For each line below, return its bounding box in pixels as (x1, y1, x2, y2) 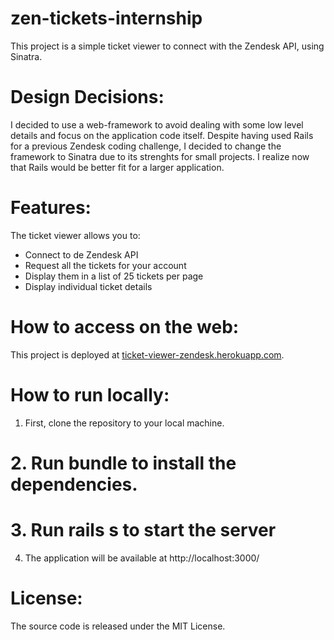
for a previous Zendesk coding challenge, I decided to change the (10, 140, 282, 152)
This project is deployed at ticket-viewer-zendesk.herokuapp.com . (10, 348, 285, 361)
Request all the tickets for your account (24, 259, 187, 271)
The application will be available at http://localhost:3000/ (24, 552, 260, 564)
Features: (10, 197, 92, 219)
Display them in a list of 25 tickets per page (24, 270, 204, 282)
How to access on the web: (10, 316, 240, 338)
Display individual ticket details (24, 280, 153, 292)
